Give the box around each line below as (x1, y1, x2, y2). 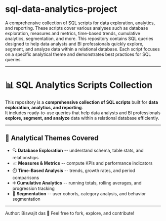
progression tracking (12, 185, 55, 191)
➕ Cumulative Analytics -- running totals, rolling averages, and (12, 179, 142, 186)
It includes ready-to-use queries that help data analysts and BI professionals (5, 110, 161, 116)
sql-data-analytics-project (5, 3, 118, 15)
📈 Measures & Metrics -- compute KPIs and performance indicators (12, 160, 153, 166)
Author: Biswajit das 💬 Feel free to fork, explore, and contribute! (5, 210, 134, 216)
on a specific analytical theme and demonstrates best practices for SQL (5, 51, 151, 57)
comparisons (12, 175, 40, 180)
